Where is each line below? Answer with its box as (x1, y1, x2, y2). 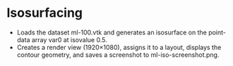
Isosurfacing (6, 5, 83, 21)
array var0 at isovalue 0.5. (31, 35, 107, 44)
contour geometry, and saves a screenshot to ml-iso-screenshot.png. (16, 51, 220, 59)
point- (208, 28, 227, 37)
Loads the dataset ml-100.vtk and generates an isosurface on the (16, 28, 208, 37)
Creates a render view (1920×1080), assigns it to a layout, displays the (16, 43, 222, 51)
